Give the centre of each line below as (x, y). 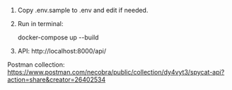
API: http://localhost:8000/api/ (62, 51)
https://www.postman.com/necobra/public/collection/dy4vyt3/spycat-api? (116, 72)
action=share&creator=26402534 (57, 79)
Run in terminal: (40, 24)
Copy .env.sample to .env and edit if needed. (83, 10)
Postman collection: (36, 65)
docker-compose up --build (58, 37)
